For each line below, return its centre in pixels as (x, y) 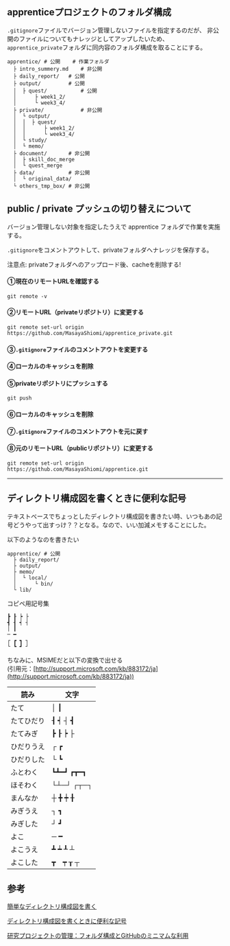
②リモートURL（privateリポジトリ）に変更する (75, 312)
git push (20, 398)
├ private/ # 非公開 (58, 110)
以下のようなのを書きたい (43, 539)
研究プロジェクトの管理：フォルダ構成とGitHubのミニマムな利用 (98, 936)
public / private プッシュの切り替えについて (99, 209)
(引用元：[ (22, 669)
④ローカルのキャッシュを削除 (50, 367)
